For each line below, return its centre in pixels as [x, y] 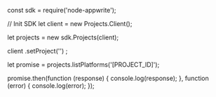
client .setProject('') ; [38, 51]
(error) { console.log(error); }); [51, 86]
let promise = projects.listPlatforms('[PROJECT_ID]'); [83, 65]
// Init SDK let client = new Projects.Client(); [70, 24]
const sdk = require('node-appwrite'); [62, 10]
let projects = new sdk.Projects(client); [63, 37]
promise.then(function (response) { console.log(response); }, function [108, 78]
